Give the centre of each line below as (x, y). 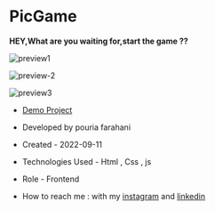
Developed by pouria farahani (76, 127)
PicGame (43, 16)
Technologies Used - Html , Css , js (87, 161)
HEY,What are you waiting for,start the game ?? (99, 41)
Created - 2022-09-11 (62, 144)
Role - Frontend (51, 179)
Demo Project (47, 109)
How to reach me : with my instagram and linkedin (114, 196)
